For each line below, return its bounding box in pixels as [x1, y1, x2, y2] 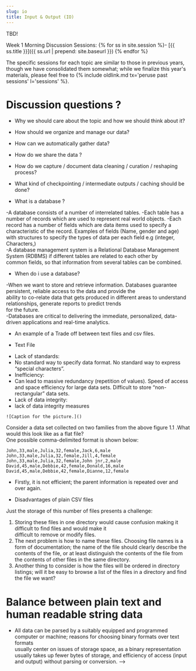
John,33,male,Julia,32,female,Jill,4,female [6, 453, 116, 459]
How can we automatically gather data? [14, 140, 110, 147]
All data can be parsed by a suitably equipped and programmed [14, 627, 168, 634]
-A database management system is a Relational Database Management [6, 246, 180, 253]
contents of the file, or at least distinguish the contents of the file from [14, 550, 183, 557]
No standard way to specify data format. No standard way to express [14, 359, 181, 366]
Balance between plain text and [6, 595, 162, 608]
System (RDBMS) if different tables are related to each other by [6, 253, 158, 260]
